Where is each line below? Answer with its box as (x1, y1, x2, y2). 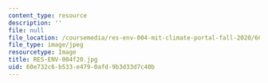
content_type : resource (8, 11, 88, 20)
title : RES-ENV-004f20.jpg (8, 56, 98, 64)
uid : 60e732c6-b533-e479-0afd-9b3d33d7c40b (8, 63, 156, 71)
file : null (8, 26, 45, 34)
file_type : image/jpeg (8, 41, 84, 49)
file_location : (8, 33, 59, 42)
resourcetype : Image (8, 48, 77, 56)
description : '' (8, 19, 62, 27)
